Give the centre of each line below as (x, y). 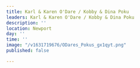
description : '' (26, 23)
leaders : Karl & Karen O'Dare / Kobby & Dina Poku (70, 17)
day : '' (16, 34)
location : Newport (29, 28)
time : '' (17, 39)
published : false (28, 51)
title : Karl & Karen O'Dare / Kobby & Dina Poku (68, 12)
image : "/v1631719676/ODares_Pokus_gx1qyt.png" (66, 45)
